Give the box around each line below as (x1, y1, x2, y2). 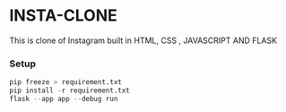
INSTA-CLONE (9, 5, 118, 26)
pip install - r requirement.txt (9, 86, 130, 95)
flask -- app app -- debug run (9, 94, 118, 103)
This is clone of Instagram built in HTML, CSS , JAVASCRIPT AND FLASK (9, 35, 278, 46)
